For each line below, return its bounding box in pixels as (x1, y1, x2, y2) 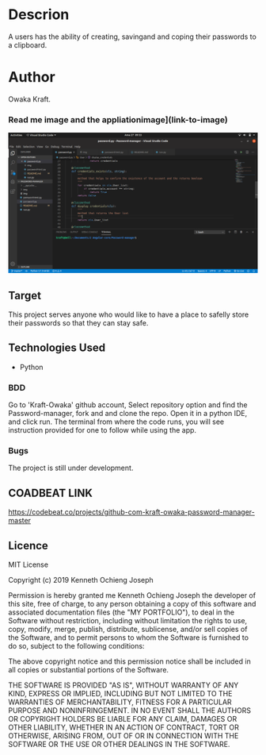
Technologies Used (8, 341, 105, 355)
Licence (8, 538, 49, 553)
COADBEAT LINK (8, 486, 93, 499)
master (8, 516, 32, 526)
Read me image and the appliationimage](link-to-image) (8, 114, 228, 125)
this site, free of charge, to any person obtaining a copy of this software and (8, 599, 256, 609)
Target (8, 288, 42, 302)
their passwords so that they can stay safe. (8, 318, 149, 327)
